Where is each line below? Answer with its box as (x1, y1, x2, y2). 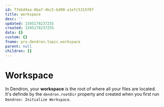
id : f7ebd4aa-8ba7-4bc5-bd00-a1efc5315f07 (5, 7, 94, 12)
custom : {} (5, 35, 28, 40)
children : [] (5, 48, 32, 53)
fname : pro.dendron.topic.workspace (5, 39, 81, 44)
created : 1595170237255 (5, 26, 54, 31)
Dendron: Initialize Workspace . (5, 97, 71, 103)
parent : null (5, 44, 32, 49)
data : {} (5, 30, 23, 35)
